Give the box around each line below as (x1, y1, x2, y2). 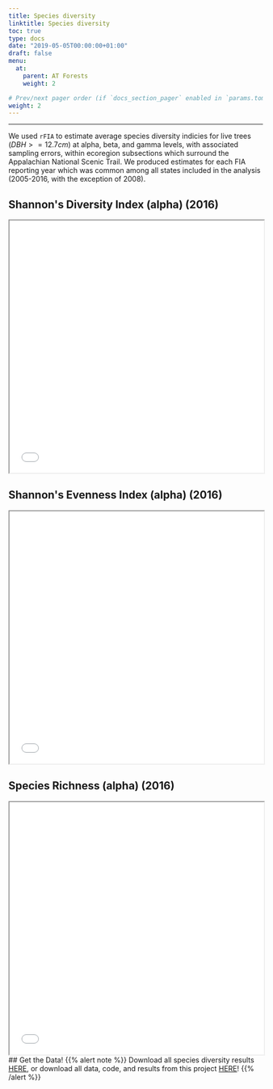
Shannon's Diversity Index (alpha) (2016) (8, 197, 220, 211)
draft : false (8, 49, 52, 57)
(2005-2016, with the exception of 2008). (8, 174, 146, 184)
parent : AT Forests (23, 72, 89, 80)
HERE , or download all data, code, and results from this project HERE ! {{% (8, 1063, 254, 1073)
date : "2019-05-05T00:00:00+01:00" (8, 42, 128, 50)
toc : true (8, 27, 42, 35)
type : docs (8, 34, 45, 43)
